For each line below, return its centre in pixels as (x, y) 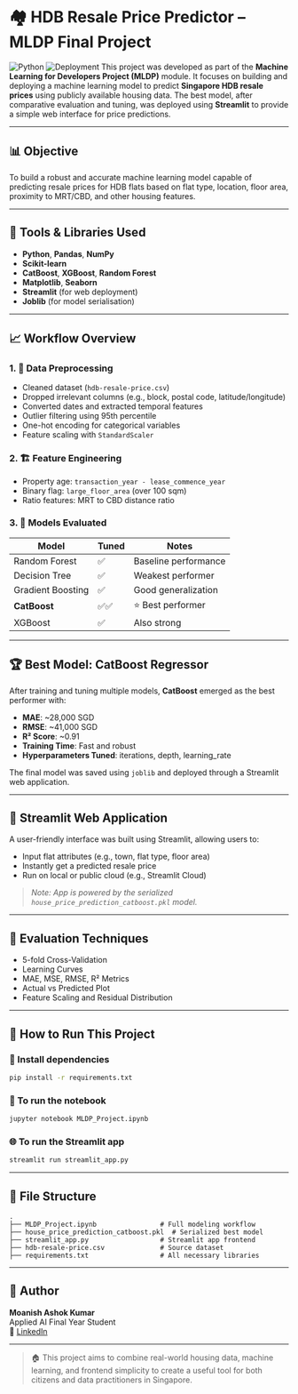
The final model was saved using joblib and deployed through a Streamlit (144, 772)
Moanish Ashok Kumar (52, 1312)
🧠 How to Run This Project (82, 1033)
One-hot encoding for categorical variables (101, 425)
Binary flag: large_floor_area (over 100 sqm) (104, 491)
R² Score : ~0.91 (51, 736)
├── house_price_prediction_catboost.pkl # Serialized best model (137, 1232)
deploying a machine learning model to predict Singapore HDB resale (137, 85)
